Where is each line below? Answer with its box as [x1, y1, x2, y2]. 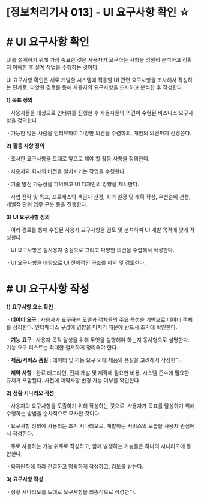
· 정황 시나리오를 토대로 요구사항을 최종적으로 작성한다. [7, 488, 136, 496]
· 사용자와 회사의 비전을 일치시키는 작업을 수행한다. [7, 168, 126, 175]
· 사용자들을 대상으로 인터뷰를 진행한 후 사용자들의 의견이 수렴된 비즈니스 [7, 109, 178, 117]
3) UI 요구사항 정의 [6, 213, 50, 221]
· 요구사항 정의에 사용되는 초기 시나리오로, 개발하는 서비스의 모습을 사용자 [7, 422, 179, 430]
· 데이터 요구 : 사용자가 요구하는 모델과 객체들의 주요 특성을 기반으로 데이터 [7, 316, 182, 324]
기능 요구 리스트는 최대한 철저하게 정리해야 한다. [6, 344, 119, 351]
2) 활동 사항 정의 [6, 142, 45, 150]
